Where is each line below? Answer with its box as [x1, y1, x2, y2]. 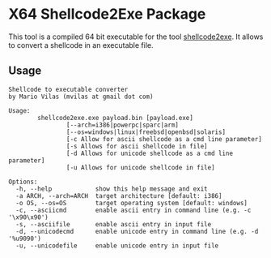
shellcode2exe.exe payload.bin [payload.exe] [37, 114, 194, 122]
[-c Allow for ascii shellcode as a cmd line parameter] [66, 135, 263, 143]
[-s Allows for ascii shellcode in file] [66, 142, 208, 150]
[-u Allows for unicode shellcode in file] [66, 163, 216, 171]
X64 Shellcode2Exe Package [8, 5, 206, 24]
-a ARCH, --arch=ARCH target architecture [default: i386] [15, 191, 222, 200]
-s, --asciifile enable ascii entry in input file [15, 220, 212, 228]
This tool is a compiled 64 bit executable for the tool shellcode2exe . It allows [8, 32, 264, 41]
